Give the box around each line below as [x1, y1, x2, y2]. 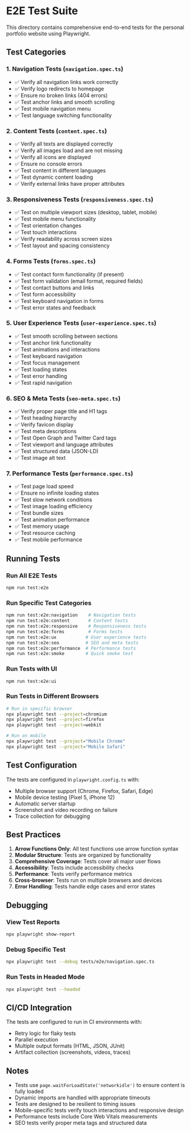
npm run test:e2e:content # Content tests [6, 618, 128, 624]
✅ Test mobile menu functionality [14, 215, 96, 222]
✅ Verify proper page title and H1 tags [14, 408, 108, 415]
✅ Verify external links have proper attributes [14, 180, 125, 187]
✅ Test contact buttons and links [14, 284, 95, 291]
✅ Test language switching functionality [14, 111, 112, 119]
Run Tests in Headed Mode [6, 973, 85, 981]
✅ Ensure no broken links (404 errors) [14, 92, 108, 99]
